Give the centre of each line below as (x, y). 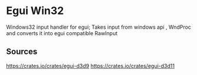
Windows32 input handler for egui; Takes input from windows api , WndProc (99, 27)
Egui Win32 (35, 11)
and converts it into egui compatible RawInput (62, 33)
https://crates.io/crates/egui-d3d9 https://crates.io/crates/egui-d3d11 (91, 66)
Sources (22, 52)
